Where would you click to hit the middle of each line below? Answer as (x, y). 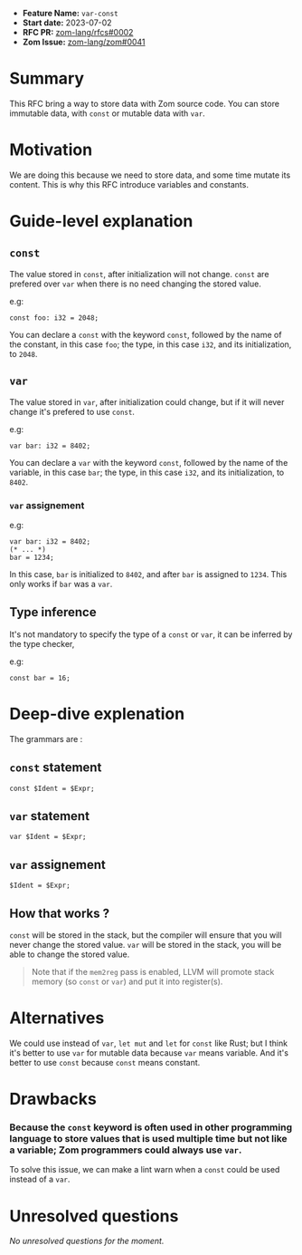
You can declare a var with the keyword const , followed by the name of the (149, 462)
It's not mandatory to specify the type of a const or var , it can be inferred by (151, 634)
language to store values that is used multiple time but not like (148, 1139)
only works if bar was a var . (61, 584)
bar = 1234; (32, 557)
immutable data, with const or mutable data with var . (107, 113)
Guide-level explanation (101, 222)
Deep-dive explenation (97, 714)
